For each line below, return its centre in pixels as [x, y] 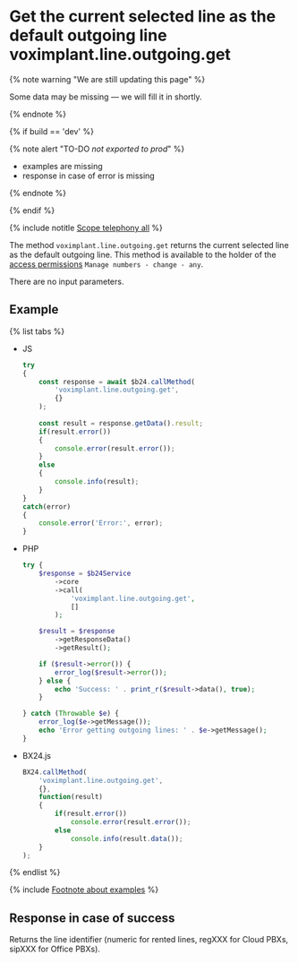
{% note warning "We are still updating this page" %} [107, 79]
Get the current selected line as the [142, 17]
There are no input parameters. [67, 281]
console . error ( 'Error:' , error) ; [101, 523]
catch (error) [47, 507]
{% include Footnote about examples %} [84, 890]
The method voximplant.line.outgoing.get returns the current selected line [149, 245]
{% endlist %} [35, 873]
